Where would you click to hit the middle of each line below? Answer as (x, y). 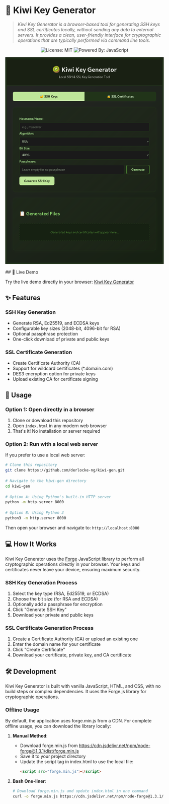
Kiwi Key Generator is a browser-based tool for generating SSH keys (89, 24)
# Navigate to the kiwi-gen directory (46, 481)
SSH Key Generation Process (41, 582)
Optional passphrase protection (45, 334)
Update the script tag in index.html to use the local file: (77, 762)
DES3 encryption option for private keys (54, 374)
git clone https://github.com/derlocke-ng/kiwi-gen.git (65, 471)
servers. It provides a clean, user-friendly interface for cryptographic (89, 35)
